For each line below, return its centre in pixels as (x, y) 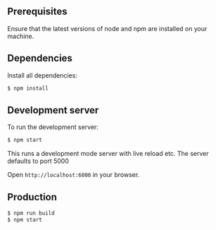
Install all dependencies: (42, 75)
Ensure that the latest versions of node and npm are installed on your (107, 28)
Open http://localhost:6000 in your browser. (74, 175)
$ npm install (28, 88)
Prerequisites (37, 12)
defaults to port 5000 (38, 161)
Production (32, 197)
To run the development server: (53, 127)
